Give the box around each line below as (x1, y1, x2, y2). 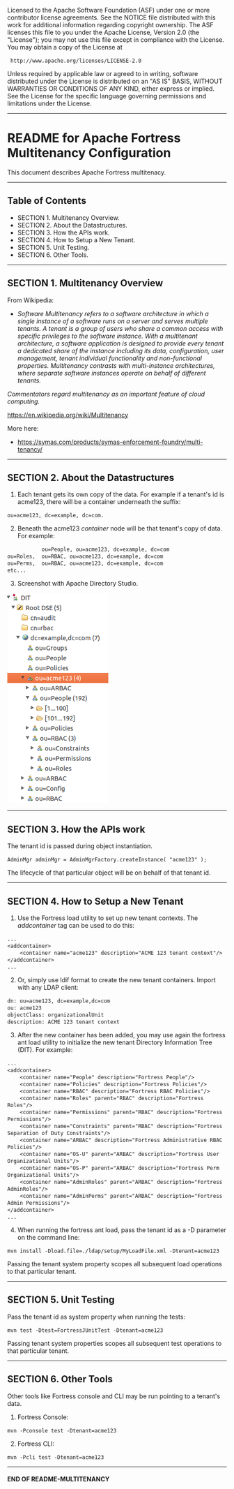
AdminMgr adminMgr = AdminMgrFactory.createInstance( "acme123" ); (7, 857, 208, 864)
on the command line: (17, 1234, 80, 1241)
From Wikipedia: (7, 296, 54, 304)
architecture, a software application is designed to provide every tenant (17, 339, 224, 348)
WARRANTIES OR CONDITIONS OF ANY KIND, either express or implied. (7, 84, 214, 93)
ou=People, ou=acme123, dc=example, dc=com (41, 546, 170, 554)
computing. (7, 397, 40, 406)
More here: (7, 424, 39, 432)
